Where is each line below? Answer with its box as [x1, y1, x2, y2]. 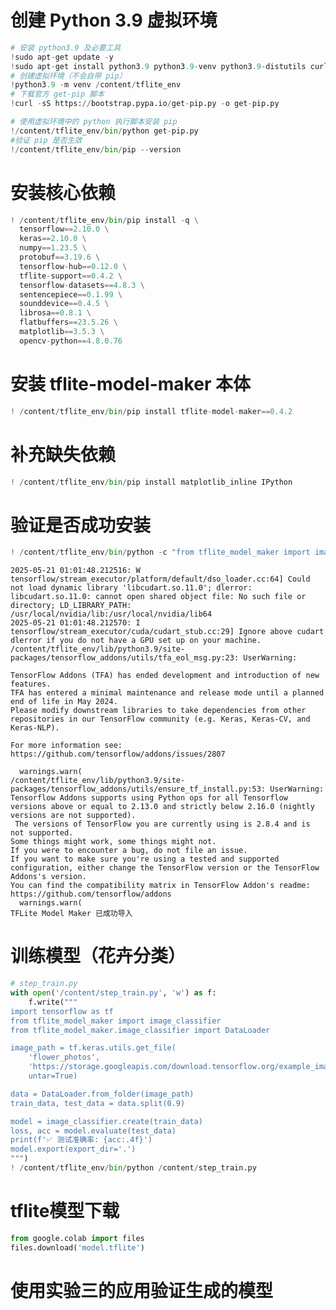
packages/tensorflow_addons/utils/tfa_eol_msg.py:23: [10, 653, 240, 663]
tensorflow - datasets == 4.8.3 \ [19, 280, 145, 290]
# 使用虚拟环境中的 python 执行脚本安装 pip [10, 117, 178, 127]
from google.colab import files [10, 1233, 145, 1243]
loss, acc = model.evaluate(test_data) [10, 1126, 177, 1136]
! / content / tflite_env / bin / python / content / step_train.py [10, 1163, 257, 1173]
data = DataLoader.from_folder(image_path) [10, 1089, 195, 1099]
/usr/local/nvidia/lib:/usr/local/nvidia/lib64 [10, 609, 213, 620]
